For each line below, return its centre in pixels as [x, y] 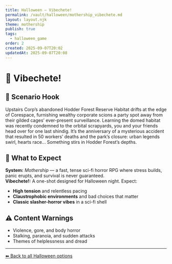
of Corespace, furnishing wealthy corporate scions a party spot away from [84, 115]
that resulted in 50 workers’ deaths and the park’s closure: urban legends [83, 137]
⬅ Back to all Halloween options [39, 256]
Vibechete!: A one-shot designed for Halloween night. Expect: [71, 181]
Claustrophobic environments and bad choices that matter [76, 196]
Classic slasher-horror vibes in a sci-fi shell [60, 202]
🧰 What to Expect [33, 158]
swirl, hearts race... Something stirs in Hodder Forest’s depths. [71, 142]
